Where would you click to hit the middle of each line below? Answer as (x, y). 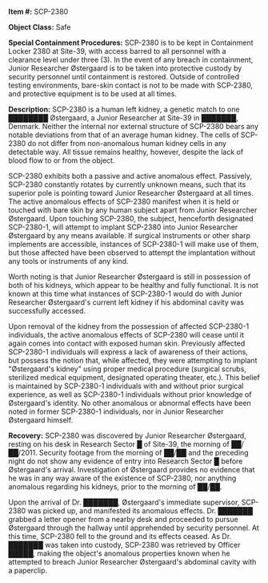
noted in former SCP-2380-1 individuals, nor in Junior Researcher (116, 411)
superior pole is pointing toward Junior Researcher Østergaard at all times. (131, 193)
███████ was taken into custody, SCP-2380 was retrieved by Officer (124, 545)
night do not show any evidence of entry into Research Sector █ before (126, 461)
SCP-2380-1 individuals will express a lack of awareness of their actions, (128, 352)
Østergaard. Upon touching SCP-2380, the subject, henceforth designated (131, 219)
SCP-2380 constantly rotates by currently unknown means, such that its (127, 184)
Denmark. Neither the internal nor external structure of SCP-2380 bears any (133, 126)
